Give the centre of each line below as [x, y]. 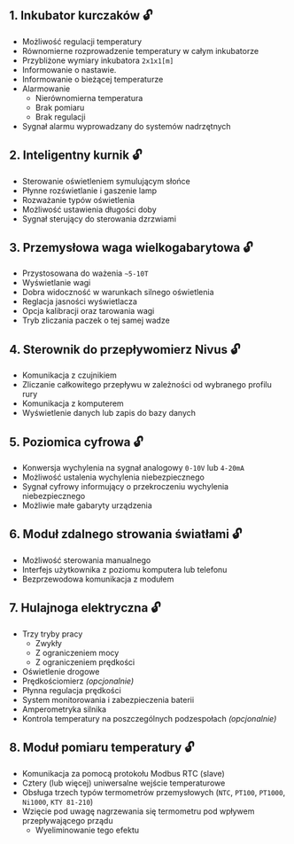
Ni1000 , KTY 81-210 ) [58, 801]
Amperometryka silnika [64, 709]
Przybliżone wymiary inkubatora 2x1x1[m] [98, 60]
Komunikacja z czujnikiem [70, 375]
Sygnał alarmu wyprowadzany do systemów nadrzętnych [127, 126]
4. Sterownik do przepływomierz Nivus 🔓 [125, 349]
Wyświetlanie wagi [56, 283]
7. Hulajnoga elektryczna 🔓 [85, 608]
